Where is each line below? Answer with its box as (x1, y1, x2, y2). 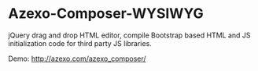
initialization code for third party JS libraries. (8, 38, 152, 48)
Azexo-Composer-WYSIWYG (8, 5, 204, 23)
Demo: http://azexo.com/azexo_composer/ (8, 54, 147, 63)
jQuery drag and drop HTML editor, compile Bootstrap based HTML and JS (8, 30, 251, 40)
